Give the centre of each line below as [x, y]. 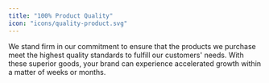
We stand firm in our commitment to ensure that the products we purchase [132, 46]
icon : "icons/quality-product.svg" [68, 23]
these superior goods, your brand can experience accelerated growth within [135, 63]
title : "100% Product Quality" [61, 16]
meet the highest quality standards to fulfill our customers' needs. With [126, 55]
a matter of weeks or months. [57, 72]
